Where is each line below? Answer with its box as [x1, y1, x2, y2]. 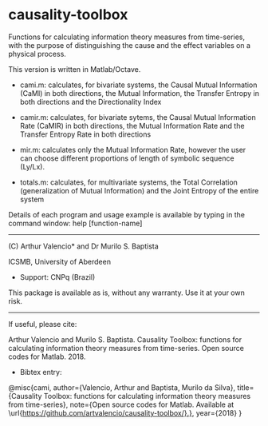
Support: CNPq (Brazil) [19, 272, 96, 281]
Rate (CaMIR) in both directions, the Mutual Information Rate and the [19, 121, 245, 130]
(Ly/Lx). [19, 161, 45, 171]
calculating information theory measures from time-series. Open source [8, 343, 245, 352]
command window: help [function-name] [8, 218, 143, 228]
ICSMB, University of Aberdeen [8, 257, 112, 266]
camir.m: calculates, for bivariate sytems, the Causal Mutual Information [19, 112, 257, 121]
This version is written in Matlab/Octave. [8, 64, 141, 74]
